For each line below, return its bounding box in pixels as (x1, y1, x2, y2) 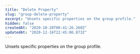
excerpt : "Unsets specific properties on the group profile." (5, 16, 136, 21)
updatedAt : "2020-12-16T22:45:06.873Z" (5, 30, 87, 35)
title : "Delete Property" (5, 7, 58, 12)
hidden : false (5, 21, 35, 26)
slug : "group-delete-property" (5, 12, 70, 17)
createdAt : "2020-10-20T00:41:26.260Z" (5, 26, 87, 30)
